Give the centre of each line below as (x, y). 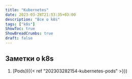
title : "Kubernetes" (27, 10)
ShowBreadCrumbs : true (29, 33)
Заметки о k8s (29, 59)
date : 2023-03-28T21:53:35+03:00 (41, 15)
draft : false (19, 38)
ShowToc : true (20, 29)
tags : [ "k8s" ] (20, 24)
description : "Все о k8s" (32, 19)
